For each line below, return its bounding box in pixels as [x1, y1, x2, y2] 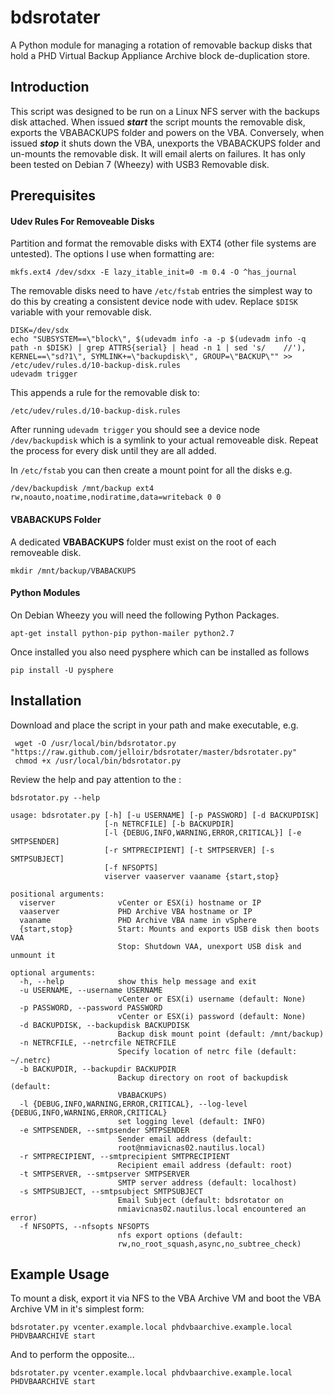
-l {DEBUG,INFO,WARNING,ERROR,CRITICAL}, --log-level [19, 1099, 248, 1109]
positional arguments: [10, 889, 105, 899]
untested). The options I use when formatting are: [10, 248, 215, 260]
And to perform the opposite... [10, 1349, 135, 1361]
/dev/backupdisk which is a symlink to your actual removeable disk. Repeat [10, 434, 319, 446]
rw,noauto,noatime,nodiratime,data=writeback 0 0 [10, 492, 222, 503]
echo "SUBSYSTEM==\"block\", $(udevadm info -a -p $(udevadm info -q [10, 334, 307, 345]
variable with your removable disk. [10, 306, 152, 318]
